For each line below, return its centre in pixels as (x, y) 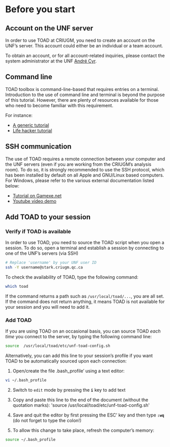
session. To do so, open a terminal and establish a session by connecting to (85, 248)
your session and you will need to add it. (48, 307)
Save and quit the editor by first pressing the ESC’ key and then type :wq (88, 415)
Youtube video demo (35, 201)
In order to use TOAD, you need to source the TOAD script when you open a (85, 243)
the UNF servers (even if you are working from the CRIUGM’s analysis (78, 164)
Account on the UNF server (49, 28)
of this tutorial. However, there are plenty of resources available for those (82, 100)
